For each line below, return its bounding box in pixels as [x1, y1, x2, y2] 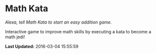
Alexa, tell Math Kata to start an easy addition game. [5, 19, 112, 25]
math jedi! [5, 34, 26, 40]
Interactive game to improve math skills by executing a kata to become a [5, 28, 151, 34]
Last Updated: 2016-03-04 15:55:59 [5, 43, 78, 49]
